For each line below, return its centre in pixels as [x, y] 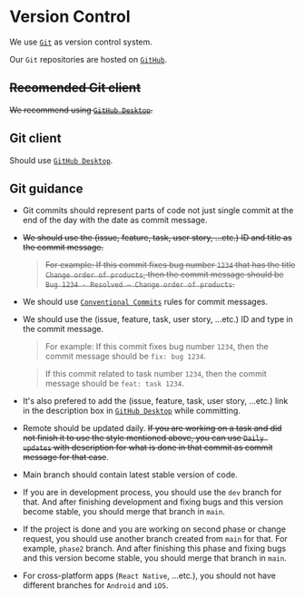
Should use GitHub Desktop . [61, 160]
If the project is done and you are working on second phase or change [154, 529]
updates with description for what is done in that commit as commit [148, 447]
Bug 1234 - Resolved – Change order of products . [140, 284]
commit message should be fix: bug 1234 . [126, 357]
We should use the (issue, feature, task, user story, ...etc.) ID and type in [157, 319]
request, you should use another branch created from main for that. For [155, 539]
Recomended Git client [75, 88]
